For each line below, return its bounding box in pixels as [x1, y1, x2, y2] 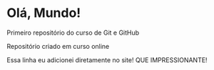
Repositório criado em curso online [6, 42, 110, 50]
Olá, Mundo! [6, 5, 81, 21]
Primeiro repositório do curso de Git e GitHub [6, 28, 140, 37]
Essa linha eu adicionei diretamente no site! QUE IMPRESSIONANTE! [6, 55, 208, 64]
